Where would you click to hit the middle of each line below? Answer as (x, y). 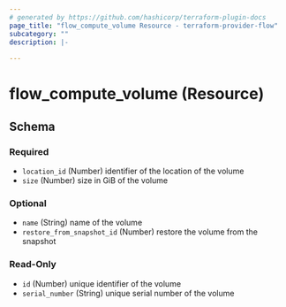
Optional (28, 203)
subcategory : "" (39, 34)
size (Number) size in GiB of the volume (95, 180)
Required (29, 151)
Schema (32, 126)
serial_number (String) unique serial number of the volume (128, 293)
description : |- (39, 42)
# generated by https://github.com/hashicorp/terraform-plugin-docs (138, 17)
